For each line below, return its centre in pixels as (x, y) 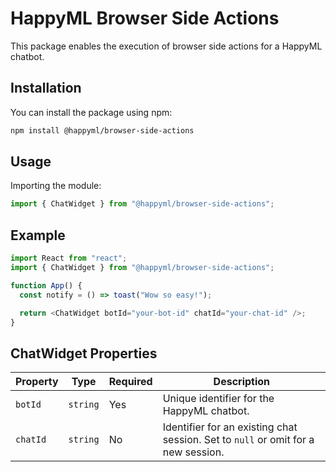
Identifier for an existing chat (230, 427)
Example (38, 235)
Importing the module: (56, 186)
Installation (46, 88)
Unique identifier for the (218, 399)
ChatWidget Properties (84, 353)
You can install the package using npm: (91, 112)
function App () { (46, 285)
